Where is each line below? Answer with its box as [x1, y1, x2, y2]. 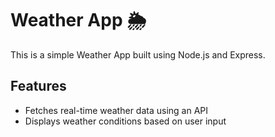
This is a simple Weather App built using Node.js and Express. [10, 48, 266, 61]
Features [10, 78, 67, 95]
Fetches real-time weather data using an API [24, 104, 208, 116]
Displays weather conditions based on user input [24, 115, 227, 127]
